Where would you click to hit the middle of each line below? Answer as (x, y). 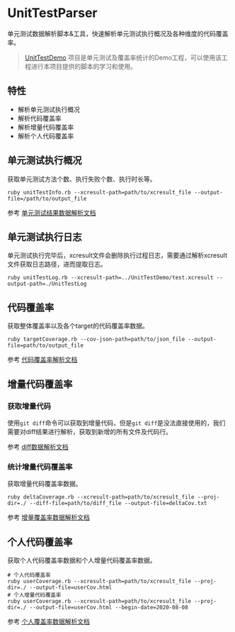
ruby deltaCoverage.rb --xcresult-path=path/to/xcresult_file (101, 497)
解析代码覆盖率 (39, 118)
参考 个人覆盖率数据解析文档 (48, 621)
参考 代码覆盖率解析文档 (42, 360)
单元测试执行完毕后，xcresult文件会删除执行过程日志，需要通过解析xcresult (117, 255)
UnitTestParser (52, 13)
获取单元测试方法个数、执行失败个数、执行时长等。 (82, 179)
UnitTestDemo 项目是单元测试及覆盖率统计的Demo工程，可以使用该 (123, 57)
